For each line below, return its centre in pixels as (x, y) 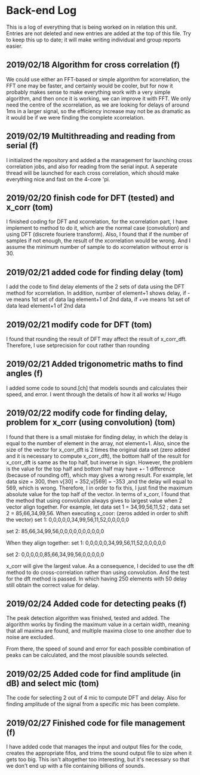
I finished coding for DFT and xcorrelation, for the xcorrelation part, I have (97, 221)
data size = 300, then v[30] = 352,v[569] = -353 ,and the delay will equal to (99, 481)
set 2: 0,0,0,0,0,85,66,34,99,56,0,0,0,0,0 (55, 554)
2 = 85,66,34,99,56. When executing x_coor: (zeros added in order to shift (97, 513)
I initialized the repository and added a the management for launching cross (99, 160)
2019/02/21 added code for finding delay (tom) (95, 272)
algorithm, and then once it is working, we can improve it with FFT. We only (99, 98)
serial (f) (22, 146)
